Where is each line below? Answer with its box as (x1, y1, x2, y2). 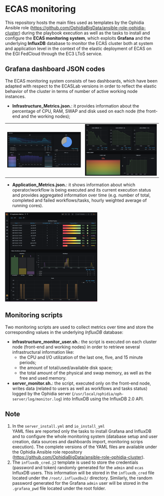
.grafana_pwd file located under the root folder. (12, 485, 106, 491)
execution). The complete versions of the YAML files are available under (12, 444, 157, 450)
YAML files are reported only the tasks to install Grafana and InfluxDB (12, 428, 152, 434)
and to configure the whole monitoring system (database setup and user (12, 433, 158, 439)
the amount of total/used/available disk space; (19, 365, 113, 370)
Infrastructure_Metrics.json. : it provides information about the (12, 103, 139, 108)
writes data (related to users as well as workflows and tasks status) (12, 385, 148, 391)
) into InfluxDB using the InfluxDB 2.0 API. (60, 396, 144, 402)
